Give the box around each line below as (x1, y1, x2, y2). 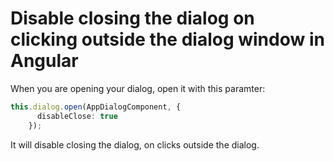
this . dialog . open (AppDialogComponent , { (10, 102, 182, 112)
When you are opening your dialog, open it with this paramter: (10, 82, 266, 94)
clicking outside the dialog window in (10, 28, 325, 51)
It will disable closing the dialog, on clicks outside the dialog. (10, 138, 260, 151)
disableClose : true (36, 111, 118, 121)
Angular (10, 50, 79, 72)
